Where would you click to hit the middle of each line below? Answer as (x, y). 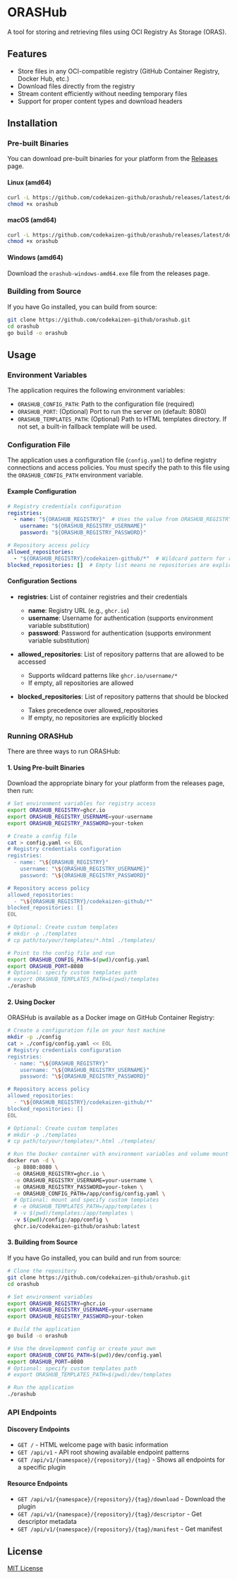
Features (27, 54)
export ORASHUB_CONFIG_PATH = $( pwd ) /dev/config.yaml (85, 1355)
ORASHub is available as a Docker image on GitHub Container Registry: (111, 1018)
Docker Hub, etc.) (43, 78)
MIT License (25, 1568)
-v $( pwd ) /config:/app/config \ (61, 1220)
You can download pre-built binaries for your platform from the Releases (113, 159)
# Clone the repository (42, 1271)
